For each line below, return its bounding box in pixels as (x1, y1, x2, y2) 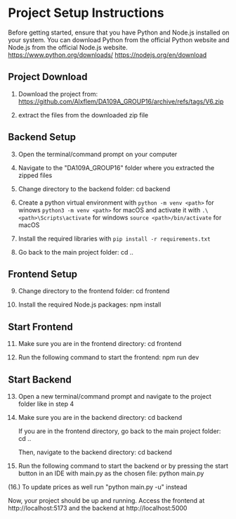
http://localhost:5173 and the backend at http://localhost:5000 (8, 504, 188, 512)
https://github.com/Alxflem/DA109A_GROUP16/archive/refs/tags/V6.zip (18, 97, 224, 105)
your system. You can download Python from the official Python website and (8, 35, 230, 44)
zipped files (18, 171, 53, 179)
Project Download (8, 71, 88, 83)
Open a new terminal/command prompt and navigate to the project (18, 392, 211, 400)
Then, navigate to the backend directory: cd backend (18, 448, 173, 456)
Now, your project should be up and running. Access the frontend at (8, 496, 205, 504)
